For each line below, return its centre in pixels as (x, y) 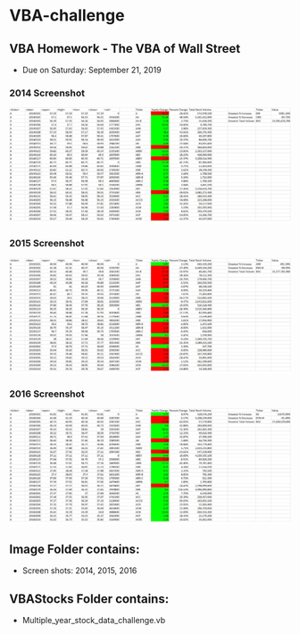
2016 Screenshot (47, 394)
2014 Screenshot (47, 93)
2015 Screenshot (47, 244)
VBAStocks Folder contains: (89, 599)
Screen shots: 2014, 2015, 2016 (79, 571)
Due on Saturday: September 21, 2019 (92, 70)
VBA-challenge (67, 16)
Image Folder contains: (75, 549)
